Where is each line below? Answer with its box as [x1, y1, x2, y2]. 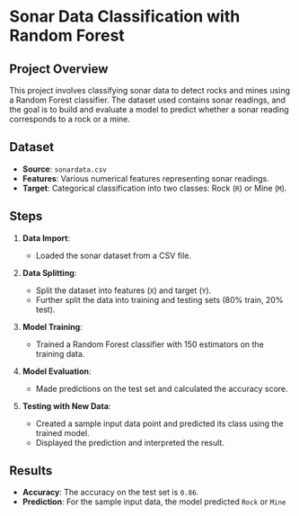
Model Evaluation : [22, 366, 92, 377]
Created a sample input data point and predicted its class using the [35, 418, 285, 429]
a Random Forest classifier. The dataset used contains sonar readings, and [9, 94, 286, 105]
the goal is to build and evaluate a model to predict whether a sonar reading [9, 104, 289, 114]
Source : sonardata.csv [22, 164, 108, 174]
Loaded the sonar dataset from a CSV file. [35, 250, 191, 261]
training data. [35, 348, 85, 359]
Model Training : [22, 321, 83, 332]
